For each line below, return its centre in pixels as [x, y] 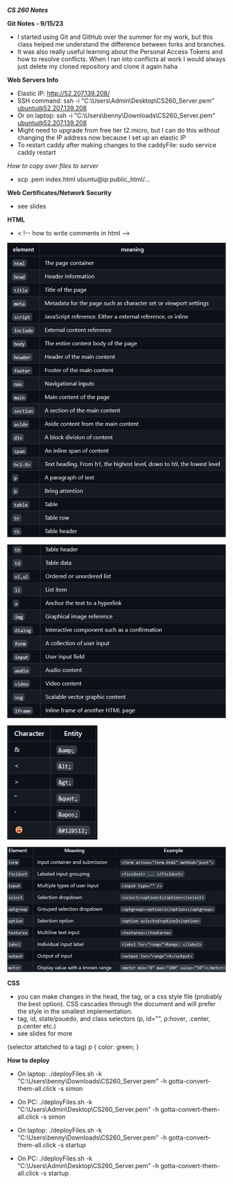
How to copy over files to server [53, 166]
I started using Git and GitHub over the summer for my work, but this [115, 37]
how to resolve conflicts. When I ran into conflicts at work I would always [121, 59]
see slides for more [45, 1033]
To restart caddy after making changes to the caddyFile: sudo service [117, 145]
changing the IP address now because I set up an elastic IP [101, 137]
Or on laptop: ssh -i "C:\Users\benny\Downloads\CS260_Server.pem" [116, 115]
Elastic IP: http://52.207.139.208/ [63, 93]
